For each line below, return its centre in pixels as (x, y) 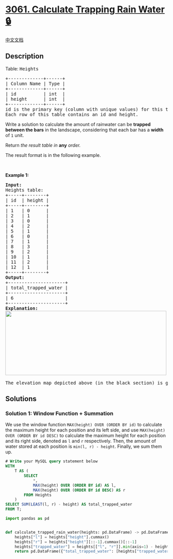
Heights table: (24, 190)
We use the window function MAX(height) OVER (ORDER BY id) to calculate (84, 425)
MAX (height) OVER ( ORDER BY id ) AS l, (74, 485)
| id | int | (35, 94)
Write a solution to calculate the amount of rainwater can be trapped (78, 124)
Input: (14, 185)
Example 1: (17, 175)
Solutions (21, 399)
